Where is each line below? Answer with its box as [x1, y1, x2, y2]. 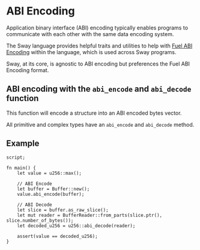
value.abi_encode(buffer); [17, 191, 85, 197]
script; [6, 154, 26, 160]
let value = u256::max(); [17, 170, 82, 176]
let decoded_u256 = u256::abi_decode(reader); [17, 222, 136, 229]
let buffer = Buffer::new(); [17, 186, 90, 192]
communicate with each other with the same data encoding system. [6, 30, 174, 37]
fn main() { [6, 165, 36, 171]
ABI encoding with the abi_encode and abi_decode [6, 84, 192, 94]
